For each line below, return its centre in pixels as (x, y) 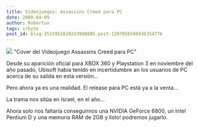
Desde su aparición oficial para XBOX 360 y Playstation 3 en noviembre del (100, 63)
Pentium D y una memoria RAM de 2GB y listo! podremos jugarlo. (87, 117)
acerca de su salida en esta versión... (52, 76)
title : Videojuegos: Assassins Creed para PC (64, 12)
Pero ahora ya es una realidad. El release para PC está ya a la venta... (92, 88)
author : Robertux (28, 23)
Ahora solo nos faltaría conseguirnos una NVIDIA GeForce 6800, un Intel (96, 111)
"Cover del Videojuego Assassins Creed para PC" (75, 52)
